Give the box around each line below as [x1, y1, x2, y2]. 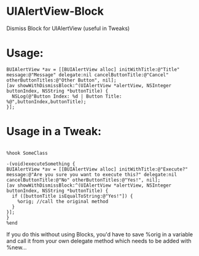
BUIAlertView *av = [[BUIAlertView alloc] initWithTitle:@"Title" [6, 66, 180, 72]
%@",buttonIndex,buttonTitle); [6, 98, 87, 105]
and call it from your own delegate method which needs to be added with [6, 237, 192, 244]
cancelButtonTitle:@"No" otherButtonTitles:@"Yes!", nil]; [6, 177, 161, 183]
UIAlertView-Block [6, 4, 104, 18]
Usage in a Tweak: [6, 125, 102, 139]
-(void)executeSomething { [6, 161, 76, 167]
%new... [6, 244, 27, 251]
